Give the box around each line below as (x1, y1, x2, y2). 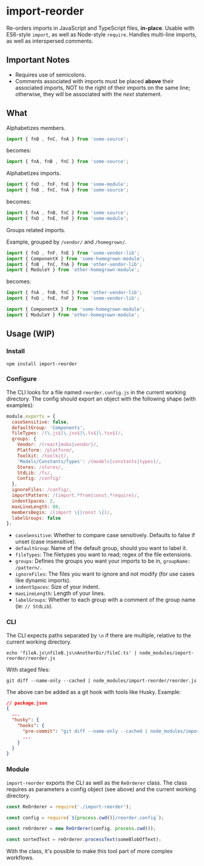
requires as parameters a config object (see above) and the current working (6, 785, 196, 792)
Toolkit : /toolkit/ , (17, 453, 69, 459)
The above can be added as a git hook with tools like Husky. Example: (6, 688, 181, 695)
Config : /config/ (17, 475, 61, 481)
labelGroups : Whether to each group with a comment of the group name (15, 596, 196, 603)
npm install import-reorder (6, 360, 78, 367)
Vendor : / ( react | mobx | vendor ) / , (17, 442, 99, 448)
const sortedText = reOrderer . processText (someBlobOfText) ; (6, 837, 162, 843)
